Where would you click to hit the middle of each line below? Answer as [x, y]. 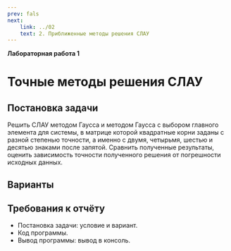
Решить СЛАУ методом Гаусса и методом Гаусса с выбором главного [113, 125]
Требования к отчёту [56, 209]
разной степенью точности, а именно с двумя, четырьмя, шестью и [110, 140]
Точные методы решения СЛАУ [105, 82]
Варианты [31, 184]
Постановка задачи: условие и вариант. [77, 226]
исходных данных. [35, 162]
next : [15, 20]
